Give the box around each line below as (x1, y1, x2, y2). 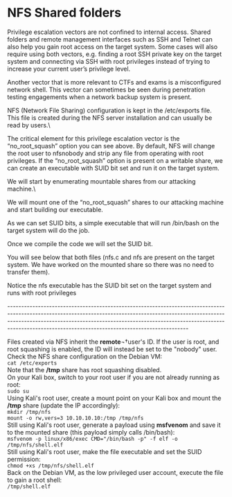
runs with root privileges (7, 288, 77, 297)
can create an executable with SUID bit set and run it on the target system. (7, 164, 220, 172)
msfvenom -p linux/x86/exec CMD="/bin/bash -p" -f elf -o (7, 435, 178, 442)
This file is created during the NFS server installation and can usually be (7, 113, 213, 122)
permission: (7, 455, 41, 463)
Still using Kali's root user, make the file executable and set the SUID (7, 447, 202, 455)
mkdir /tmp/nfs (7, 408, 51, 415)
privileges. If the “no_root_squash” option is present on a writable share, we (7, 156, 223, 164)
